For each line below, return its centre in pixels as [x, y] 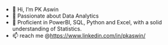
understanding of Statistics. [47, 29]
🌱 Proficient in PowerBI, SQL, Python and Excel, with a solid [87, 22]
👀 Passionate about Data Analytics [55, 16]
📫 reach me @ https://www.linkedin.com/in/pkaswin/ [79, 36]
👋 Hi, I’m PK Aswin [35, 9]
